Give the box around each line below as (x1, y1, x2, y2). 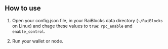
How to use (5, 4, 41, 13)
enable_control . (12, 28, 46, 34)
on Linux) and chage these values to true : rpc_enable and (12, 23, 133, 29)
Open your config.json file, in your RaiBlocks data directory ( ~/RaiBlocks (12, 17, 163, 23)
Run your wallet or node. (12, 38, 64, 44)
